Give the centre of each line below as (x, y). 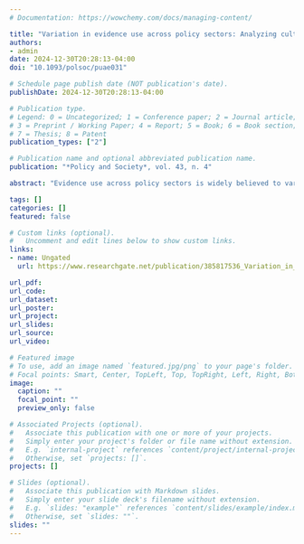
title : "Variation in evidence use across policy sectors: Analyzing (143, 34)
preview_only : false (56, 408)
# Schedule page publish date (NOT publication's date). (119, 84)
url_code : (28, 291)
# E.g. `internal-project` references (87, 450)
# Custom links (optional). (62, 233)
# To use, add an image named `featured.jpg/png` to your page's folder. (152, 366)
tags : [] (26, 200)
